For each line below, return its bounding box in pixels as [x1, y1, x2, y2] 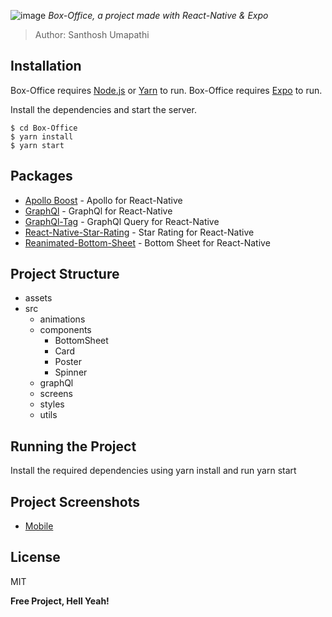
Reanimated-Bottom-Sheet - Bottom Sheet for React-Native [24, 236, 271, 249]
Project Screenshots [10, 493, 140, 510]
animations [39, 313, 86, 325]
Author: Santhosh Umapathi [34, 29, 150, 40]
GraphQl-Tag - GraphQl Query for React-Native [24, 215, 220, 227]
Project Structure [10, 266, 120, 283]
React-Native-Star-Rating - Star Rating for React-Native [24, 226, 255, 238]
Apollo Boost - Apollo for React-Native [24, 194, 183, 206]
